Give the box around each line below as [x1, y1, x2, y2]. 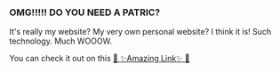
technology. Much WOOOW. [9, 36, 113, 46]
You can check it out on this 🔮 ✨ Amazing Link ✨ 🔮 [9, 53, 190, 64]
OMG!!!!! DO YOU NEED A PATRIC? [9, 6, 161, 19]
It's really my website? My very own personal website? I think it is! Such [9, 27, 272, 37]
